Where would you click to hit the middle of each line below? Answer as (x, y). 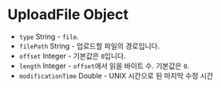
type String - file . (49, 36)
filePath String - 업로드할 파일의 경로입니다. (89, 46)
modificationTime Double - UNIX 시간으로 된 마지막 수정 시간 (116, 75)
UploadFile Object (68, 15)
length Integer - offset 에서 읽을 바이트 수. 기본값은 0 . (104, 66)
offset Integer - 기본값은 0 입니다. (72, 55)
